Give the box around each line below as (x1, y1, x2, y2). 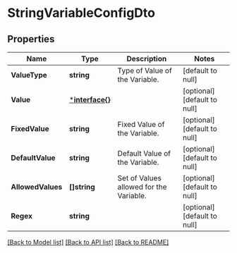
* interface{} (69, 95, 111, 104)
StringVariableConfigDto (7, 5, 155, 21)
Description (126, 54, 167, 63)
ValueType (11, 70, 47, 80)
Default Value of (117, 149, 171, 158)
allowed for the (117, 182, 167, 192)
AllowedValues (11, 182, 63, 192)
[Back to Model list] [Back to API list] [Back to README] (7, 238, 169, 246)
